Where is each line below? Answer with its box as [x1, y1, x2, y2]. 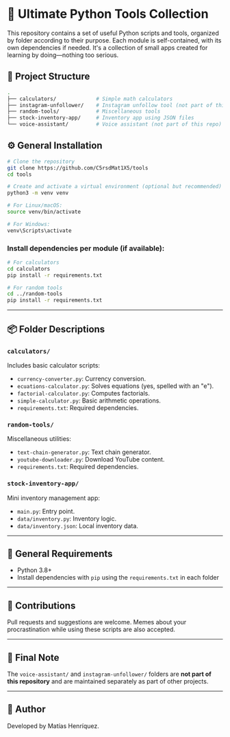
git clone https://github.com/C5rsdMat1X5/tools [7, 164, 149, 171]
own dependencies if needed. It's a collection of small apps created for [7, 43, 208, 52]
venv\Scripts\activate [7, 227, 72, 234]
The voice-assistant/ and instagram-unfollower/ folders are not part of [7, 670, 212, 678]
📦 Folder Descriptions [7, 323, 105, 335]
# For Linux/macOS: [7, 202, 63, 209]
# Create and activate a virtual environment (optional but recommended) [7, 183, 222, 190]
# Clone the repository [7, 158, 75, 165]
